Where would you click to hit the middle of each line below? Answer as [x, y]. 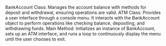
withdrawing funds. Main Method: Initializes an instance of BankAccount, [80, 28]
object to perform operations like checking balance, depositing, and [75, 23]
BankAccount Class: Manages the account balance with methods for [76, 7]
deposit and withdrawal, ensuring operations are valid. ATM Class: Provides [83, 12]
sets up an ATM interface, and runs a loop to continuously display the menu [83, 34]
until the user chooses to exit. [36, 39]
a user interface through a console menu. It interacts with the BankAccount [82, 18]
